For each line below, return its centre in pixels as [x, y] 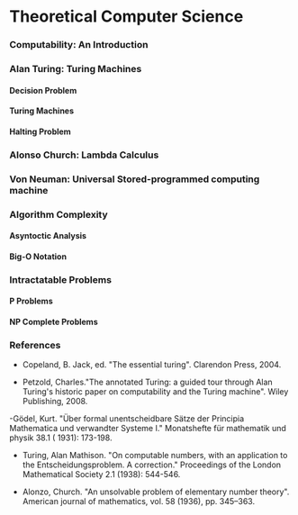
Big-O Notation [38, 256]
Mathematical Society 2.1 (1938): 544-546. [101, 474]
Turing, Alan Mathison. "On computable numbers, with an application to [155, 456]
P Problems [31, 301]
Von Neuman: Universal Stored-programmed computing [135, 179]
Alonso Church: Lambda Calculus [84, 155]
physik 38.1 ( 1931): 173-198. [61, 438]
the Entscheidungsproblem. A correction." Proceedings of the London [152, 465]
